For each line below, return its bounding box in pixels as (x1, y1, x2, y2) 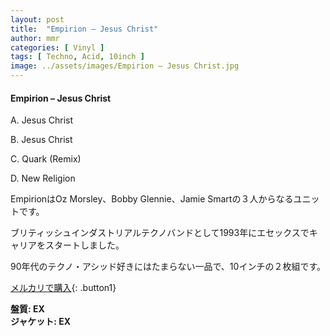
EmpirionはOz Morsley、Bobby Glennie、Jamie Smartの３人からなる (10, 193, 294, 205)
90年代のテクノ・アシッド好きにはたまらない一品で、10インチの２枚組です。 (10, 261, 326, 273)
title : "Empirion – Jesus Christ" (10, 24, 159, 34)
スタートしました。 (44, 239, 125, 251)
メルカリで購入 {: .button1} (10, 282, 117, 294)
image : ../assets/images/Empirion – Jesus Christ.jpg (10, 61, 240, 71)
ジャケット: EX (10, 316, 72, 328)
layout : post (10, 14, 65, 25)
